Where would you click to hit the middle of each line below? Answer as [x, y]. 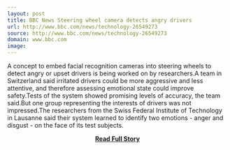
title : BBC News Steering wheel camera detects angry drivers [100, 20]
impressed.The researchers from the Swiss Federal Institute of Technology [115, 110]
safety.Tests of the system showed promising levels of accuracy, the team [114, 96]
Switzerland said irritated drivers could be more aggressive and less [105, 81]
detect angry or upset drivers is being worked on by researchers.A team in [115, 73]
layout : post [26, 14]
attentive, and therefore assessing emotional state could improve [101, 88]
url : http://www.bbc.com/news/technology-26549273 [82, 27]
